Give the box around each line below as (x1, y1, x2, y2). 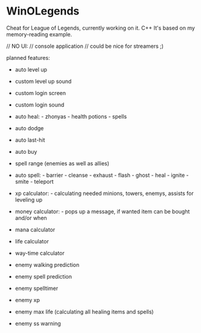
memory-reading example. (6, 30, 72, 38)
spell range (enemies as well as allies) (14, 159, 110, 167)
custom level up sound (14, 77, 72, 85)
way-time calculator (14, 249, 65, 257)
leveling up (14, 196, 43, 203)
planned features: (6, 54, 50, 61)
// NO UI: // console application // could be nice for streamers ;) (6, 42, 164, 50)
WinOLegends (6, 4, 80, 18)
